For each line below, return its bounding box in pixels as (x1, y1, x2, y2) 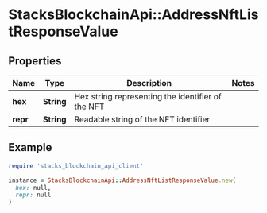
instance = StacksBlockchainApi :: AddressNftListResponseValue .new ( (8, 176, 237, 184)
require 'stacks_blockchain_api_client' (8, 161, 145, 170)
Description (126, 78, 172, 88)
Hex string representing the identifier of (74, 91, 222, 102)
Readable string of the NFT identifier (74, 114, 211, 125)
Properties (8, 54, 62, 68)
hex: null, (15, 184, 52, 192)
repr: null (15, 191, 52, 199)
